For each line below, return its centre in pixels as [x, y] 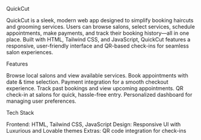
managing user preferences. [41, 101]
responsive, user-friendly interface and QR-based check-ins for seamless [98, 46]
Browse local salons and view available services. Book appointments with [97, 75]
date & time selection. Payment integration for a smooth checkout [87, 82]
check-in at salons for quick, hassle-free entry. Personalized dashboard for [99, 95]
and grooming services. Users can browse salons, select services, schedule [101, 27]
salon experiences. [30, 52]
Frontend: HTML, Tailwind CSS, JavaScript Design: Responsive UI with [94, 124]
